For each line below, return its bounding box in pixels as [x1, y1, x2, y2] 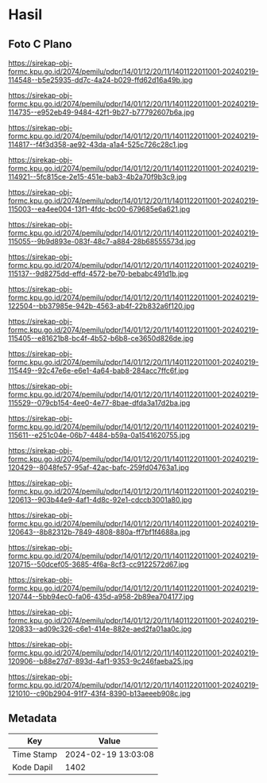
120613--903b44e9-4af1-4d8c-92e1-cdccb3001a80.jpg [8, 495, 192, 504]
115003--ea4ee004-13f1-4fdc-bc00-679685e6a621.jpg [8, 204, 191, 214]
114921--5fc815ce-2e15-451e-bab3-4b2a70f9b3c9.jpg [8, 172, 188, 181]
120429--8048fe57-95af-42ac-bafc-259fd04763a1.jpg [8, 463, 189, 472]
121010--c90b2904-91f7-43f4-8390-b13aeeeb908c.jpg [8, 689, 191, 698]
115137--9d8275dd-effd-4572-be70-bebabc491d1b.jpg [8, 269, 189, 278]
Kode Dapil [12, 762, 53, 773]
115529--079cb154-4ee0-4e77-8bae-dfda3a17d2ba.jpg [8, 398, 191, 407]
